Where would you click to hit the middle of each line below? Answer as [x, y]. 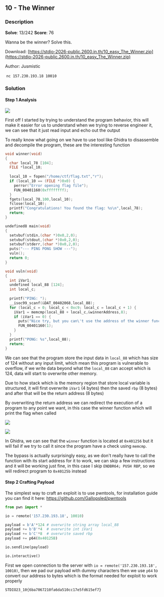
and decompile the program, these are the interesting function [68, 145]
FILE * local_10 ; [26, 167]
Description [19, 22]
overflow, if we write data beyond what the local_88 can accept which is [78, 368]
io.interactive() [23, 556]
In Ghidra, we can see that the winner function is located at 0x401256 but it [79, 441]
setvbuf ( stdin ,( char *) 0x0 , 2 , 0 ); [43, 235]
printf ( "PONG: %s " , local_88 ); [40, 339]
